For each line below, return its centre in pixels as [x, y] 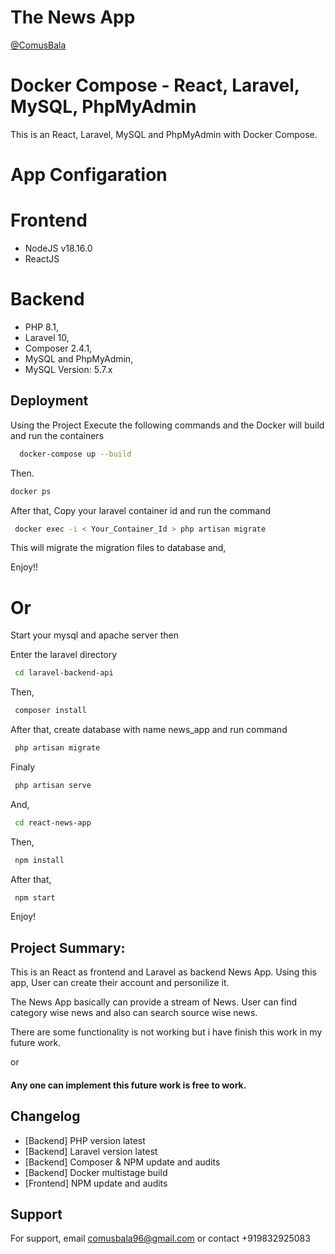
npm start [35, 897]
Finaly [23, 767]
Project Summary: [68, 947]
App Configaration [89, 175]
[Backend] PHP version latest [85, 1140]
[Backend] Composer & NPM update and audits [122, 1162]
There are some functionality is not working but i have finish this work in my [166, 1032]
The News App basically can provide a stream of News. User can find [154, 1002]
